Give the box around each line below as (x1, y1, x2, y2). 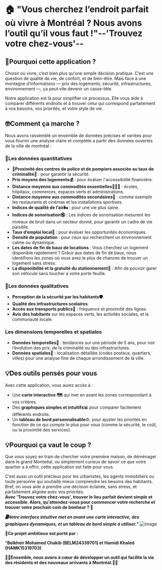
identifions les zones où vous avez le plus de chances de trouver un (12, 255, 148, 261)
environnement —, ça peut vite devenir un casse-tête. (5, 86, 113, 91)
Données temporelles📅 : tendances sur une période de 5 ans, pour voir (12, 340, 155, 345)
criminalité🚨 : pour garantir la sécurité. (12, 171, 90, 177)
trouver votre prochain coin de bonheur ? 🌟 (5, 504, 94, 510)
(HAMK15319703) (5, 545, 42, 551)
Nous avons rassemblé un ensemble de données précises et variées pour (5, 132, 152, 138)
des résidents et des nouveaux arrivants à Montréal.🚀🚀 (5, 560, 118, 566)
